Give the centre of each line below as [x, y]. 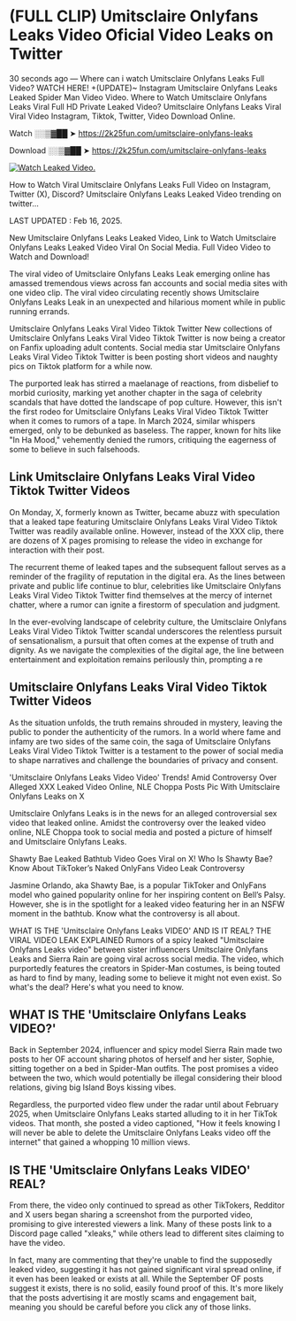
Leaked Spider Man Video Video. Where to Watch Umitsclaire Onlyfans [138, 97]
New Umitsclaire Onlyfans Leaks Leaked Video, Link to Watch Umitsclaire [143, 237]
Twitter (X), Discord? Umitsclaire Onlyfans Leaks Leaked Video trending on [145, 194]
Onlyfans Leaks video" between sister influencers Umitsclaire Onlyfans [139, 949]
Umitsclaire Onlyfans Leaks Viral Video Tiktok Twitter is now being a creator [147, 337]
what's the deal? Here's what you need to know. [96, 987]
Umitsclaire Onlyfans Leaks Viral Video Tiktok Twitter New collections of [141, 328]
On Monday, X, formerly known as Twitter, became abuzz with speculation [144, 512]
